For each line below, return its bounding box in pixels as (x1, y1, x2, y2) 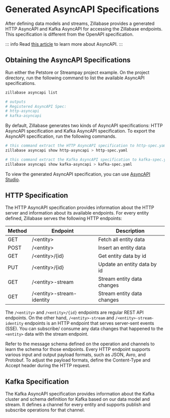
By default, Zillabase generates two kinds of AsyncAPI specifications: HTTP (5, 123, 163, 129)
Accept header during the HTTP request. (5, 363, 91, 369)
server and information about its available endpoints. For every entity (5, 210, 149, 216)
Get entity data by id (98, 253, 147, 260)
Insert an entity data (98, 244, 146, 251)
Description (115, 227, 145, 234)
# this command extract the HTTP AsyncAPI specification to (5, 143, 135, 148)
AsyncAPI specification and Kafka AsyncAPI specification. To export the (5, 128, 155, 134)
